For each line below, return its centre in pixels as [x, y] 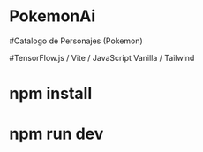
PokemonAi [53, 16]
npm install [51, 94]
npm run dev [56, 134]
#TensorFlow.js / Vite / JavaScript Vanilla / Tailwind [102, 57]
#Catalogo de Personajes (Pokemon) [76, 41]
